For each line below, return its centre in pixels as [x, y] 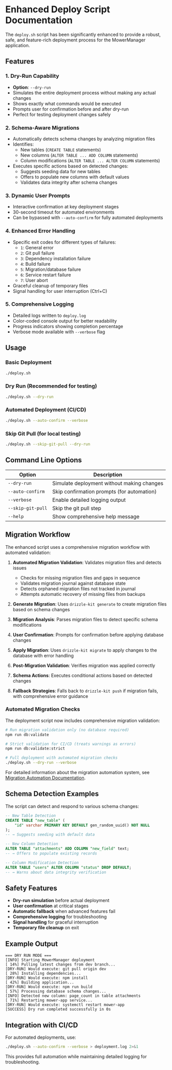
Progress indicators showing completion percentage [68, 326]
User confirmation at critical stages [50, 906]
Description [108, 475]
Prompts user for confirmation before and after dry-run [71, 109]
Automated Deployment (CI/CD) [46, 410]
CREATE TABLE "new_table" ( [35, 820]
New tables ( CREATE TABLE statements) [61, 149]
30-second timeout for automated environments [63, 212]
